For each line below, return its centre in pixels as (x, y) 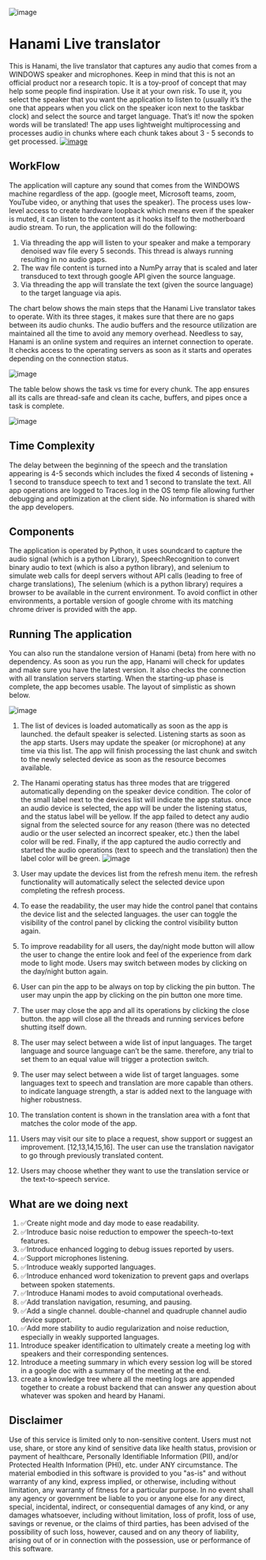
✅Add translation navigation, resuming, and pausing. (106, 1302)
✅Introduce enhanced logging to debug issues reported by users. (127, 1249)
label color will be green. (60, 859)
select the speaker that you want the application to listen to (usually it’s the (130, 99)
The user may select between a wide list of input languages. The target (136, 1043)
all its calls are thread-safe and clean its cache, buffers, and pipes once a (128, 397)
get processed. (34, 141)
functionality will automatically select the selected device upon (122, 882)
